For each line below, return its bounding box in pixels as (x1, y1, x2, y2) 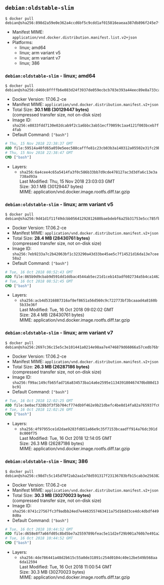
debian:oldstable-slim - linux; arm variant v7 (5, 329, 113, 336)
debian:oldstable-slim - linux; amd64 (5, 72, 96, 79)
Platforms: (12, 39, 33, 45)
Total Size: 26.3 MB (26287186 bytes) (12, 364, 90, 369)
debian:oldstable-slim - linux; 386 (5, 458, 88, 465)
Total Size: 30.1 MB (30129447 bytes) (12, 107, 89, 112)
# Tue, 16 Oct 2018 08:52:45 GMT (5, 279, 73, 283)
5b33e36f (19, 303, 38, 307)
